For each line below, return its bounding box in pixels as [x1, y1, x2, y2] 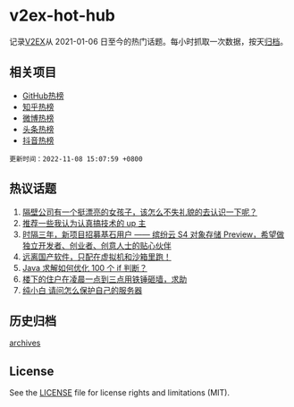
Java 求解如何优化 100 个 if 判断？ [21, 262, 147, 273]
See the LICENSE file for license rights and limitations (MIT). [9, 387, 231, 398]
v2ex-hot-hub [9, 5, 116, 26]
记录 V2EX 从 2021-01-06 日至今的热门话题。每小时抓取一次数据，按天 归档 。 [9, 36, 289, 47]
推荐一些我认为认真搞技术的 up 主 [21, 217, 147, 228]
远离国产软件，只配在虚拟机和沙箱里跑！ [21, 251, 172, 262]
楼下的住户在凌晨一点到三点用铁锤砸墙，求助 [21, 274, 188, 284]
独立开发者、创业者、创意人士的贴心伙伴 [21, 240, 172, 250]
